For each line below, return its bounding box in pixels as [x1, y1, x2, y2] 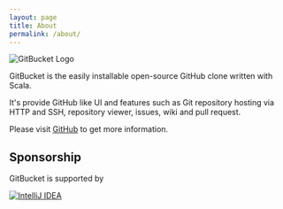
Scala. [9, 81, 33, 91]
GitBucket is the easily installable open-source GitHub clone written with [9, 71, 273, 81]
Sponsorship [9, 150, 81, 165]
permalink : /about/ [9, 29, 81, 38]
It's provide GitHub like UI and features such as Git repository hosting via [9, 97, 275, 108]
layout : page [9, 12, 57, 22]
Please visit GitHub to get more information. [9, 124, 169, 135]
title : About [9, 21, 57, 30]
